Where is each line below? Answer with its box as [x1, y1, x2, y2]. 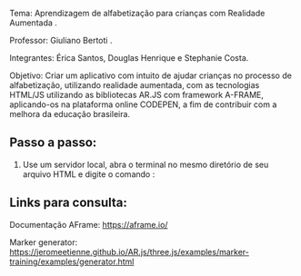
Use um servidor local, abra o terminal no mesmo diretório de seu [22, 159, 269, 170]
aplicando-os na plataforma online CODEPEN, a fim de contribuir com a [9, 99, 277, 110]
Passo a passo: [9, 135, 97, 151]
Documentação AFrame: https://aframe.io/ [9, 219, 168, 230]
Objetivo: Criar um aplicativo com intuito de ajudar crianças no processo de [9, 70, 293, 81]
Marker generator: [9, 236, 78, 248]
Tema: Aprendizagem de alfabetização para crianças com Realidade [9, 8, 266, 18]
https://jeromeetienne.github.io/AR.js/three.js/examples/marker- [9, 246, 250, 257]
